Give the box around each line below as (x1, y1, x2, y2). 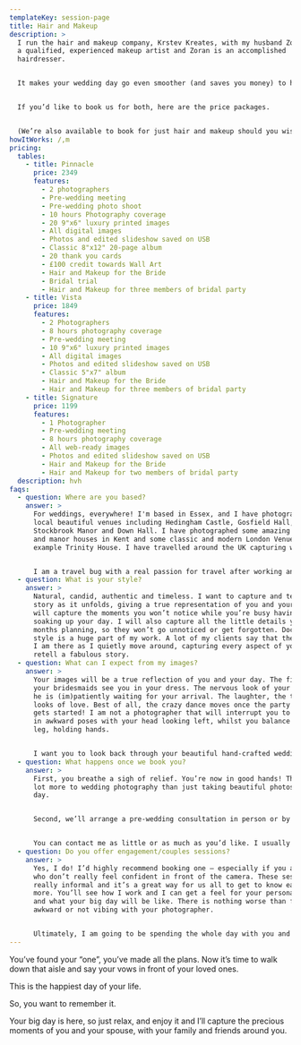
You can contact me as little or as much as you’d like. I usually (32, 839, 291, 848)
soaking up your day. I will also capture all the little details (32, 617, 287, 626)
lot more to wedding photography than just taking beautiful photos (32, 783, 295, 792)
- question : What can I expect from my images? (17, 659, 199, 668)
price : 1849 (32, 302, 78, 311)
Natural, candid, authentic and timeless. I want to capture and (32, 592, 282, 601)
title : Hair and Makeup (9, 21, 99, 30)
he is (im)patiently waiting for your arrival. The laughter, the (32, 691, 287, 701)
